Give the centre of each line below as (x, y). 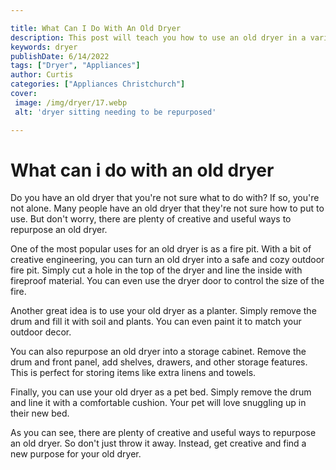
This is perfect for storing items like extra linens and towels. (133, 373)
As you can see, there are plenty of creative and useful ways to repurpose (163, 433)
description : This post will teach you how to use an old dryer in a (158, 37)
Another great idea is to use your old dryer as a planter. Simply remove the (163, 311)
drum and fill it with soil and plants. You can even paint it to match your (156, 322)
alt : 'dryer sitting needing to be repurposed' (115, 112)
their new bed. (40, 413)
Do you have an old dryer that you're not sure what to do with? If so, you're (165, 198)
